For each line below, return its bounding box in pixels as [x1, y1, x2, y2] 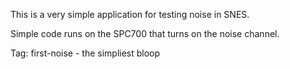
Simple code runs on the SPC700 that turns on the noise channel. [10, 28, 280, 39]
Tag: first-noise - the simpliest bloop [10, 47, 161, 59]
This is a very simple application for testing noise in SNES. [10, 9, 250, 20]
